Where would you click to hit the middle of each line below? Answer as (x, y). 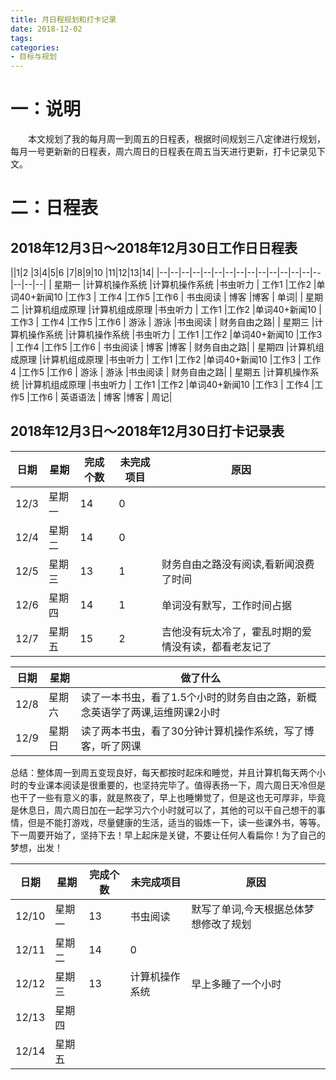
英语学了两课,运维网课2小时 (155, 712)
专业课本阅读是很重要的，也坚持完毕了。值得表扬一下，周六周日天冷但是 (176, 785)
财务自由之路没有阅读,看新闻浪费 (238, 564)
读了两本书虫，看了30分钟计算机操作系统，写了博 (197, 731)
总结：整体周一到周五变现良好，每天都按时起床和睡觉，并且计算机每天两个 (163, 772)
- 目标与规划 (33, 57)
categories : (35, 47)
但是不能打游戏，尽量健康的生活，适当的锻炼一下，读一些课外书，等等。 (176, 822)
